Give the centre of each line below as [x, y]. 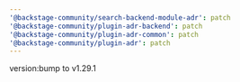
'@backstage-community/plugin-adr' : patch [90, 43]
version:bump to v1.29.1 [53, 68]
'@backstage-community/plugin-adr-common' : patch [104, 34]
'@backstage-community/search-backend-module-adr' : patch [120, 18]
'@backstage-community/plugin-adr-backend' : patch [106, 26]
